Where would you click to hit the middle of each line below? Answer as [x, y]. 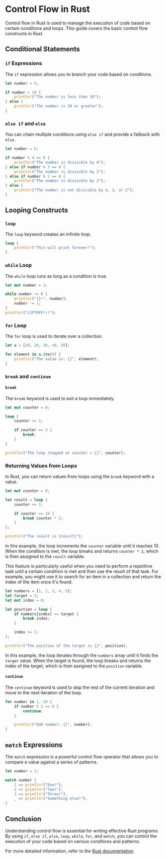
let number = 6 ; [22, 149]
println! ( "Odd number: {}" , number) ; [53, 725]
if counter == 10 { [34, 514]
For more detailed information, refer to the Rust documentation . [70, 851]
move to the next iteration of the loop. [44, 692]
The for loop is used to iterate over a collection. [54, 336]
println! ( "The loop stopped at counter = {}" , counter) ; [65, 453]
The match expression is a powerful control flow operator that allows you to [82, 757]
